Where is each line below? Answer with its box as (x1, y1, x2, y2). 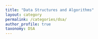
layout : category (5, 12, 42, 17)
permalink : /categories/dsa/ (5, 17, 67, 22)
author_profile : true (5, 21, 51, 27)
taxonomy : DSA (5, 26, 36, 31)
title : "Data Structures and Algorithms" (5, 7, 94, 13)
